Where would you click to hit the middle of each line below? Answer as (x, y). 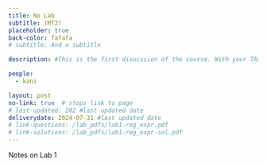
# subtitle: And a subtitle (55, 45)
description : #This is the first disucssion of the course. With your (128, 60)
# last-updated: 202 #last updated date (76, 110)
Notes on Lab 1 (33, 155)
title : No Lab (32, 15)
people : (21, 74)
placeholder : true (39, 30)
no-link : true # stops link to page (71, 103)
